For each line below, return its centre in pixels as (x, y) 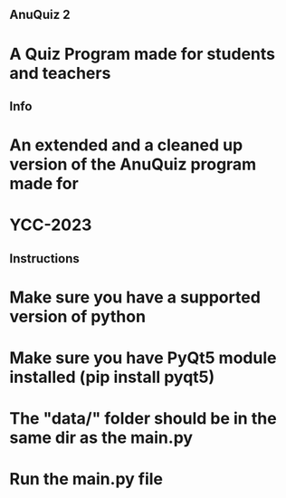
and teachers (60, 73)
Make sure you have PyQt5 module (143, 358)
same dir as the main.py (101, 438)
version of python (78, 316)
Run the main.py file (86, 479)
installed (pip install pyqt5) (112, 377)
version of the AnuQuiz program (133, 164)
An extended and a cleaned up (126, 145)
